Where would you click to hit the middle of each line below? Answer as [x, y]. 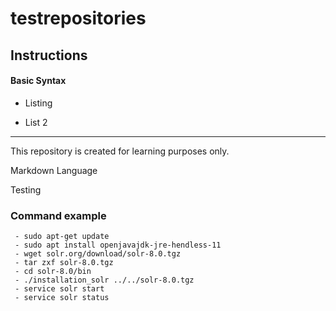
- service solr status [62, 298]
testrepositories [78, 18]
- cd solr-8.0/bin [53, 272]
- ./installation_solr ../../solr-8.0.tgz [104, 280]
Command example [58, 215]
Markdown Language [54, 170]
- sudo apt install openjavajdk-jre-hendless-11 [118, 245]
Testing [26, 189]
